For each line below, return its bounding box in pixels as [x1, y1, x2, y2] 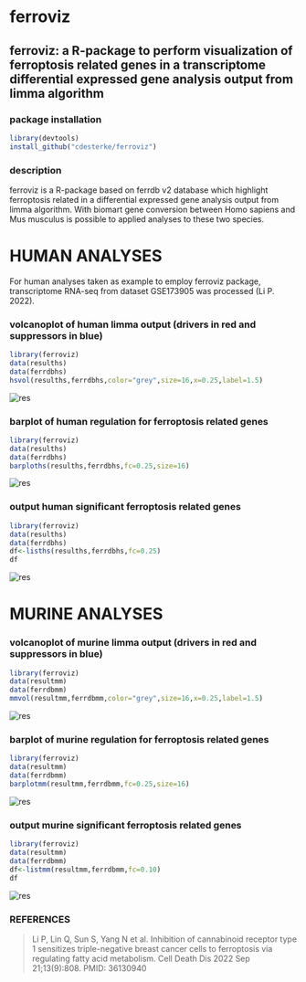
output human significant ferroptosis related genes [9, 501, 242, 513]
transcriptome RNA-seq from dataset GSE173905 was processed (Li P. [9, 285, 275, 296]
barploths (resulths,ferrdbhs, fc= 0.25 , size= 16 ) [9, 461, 190, 470]
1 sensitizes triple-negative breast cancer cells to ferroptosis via [31, 943, 273, 954]
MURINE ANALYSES [9, 604, 164, 625]
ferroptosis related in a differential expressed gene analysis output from [9, 194, 280, 205]
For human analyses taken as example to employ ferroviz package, [9, 276, 262, 287]
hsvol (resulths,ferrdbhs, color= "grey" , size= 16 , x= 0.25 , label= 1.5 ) [9, 375, 263, 385]
